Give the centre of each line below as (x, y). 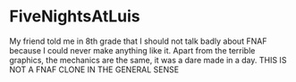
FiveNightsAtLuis (75, 16)
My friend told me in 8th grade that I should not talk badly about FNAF (138, 41)
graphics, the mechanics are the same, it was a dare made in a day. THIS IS (148, 60)
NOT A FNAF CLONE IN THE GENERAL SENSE (94, 70)
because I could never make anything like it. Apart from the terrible (132, 50)
